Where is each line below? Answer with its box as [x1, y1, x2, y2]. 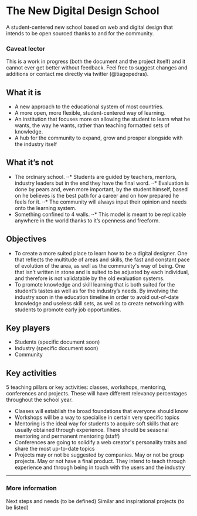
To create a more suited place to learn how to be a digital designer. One [14, 249, 188, 257]
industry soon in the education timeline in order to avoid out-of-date [14, 293, 179, 301]
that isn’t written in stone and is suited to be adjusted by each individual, [14, 268, 189, 275]
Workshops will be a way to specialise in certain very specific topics [14, 414, 180, 421]
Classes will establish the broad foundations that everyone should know [14, 408, 189, 415]
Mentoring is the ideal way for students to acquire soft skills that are [14, 420, 179, 427]
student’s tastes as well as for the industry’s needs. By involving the [14, 287, 178, 294]
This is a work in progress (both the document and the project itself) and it [6, 58, 186, 65]
